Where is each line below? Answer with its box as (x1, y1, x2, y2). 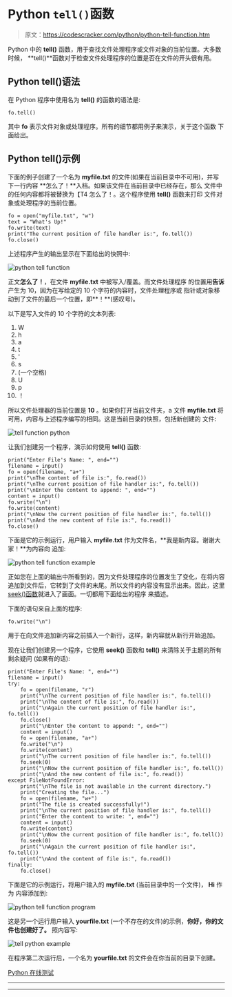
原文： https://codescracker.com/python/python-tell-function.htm (24, 30, 211, 39)
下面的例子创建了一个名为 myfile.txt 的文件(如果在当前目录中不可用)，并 (8, 172, 213, 181)
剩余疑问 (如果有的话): (8, 654, 71, 662)
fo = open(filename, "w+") (20, 795, 98, 802)
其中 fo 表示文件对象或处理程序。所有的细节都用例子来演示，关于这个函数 (8, 122, 216, 130)
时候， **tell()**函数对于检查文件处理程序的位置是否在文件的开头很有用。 (8, 53, 215, 62)
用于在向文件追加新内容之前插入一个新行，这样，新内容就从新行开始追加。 (8, 631, 219, 639)
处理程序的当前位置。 (19, 198, 81, 207)
